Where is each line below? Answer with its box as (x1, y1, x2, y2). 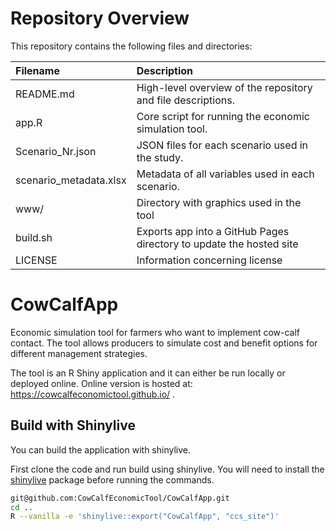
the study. (136, 150, 184, 164)
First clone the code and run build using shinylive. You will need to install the (10, 463, 325, 475)
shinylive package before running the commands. (10, 473, 215, 486)
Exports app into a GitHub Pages (136, 224, 290, 238)
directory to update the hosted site (136, 237, 299, 251)
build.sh (15, 230, 53, 244)
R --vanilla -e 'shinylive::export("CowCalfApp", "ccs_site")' (10, 512, 280, 522)
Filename (15, 63, 60, 77)
